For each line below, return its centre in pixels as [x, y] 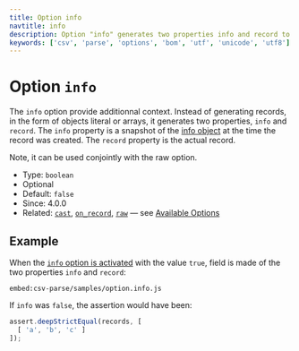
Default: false [48, 194]
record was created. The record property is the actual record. [123, 141]
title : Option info [46, 17]
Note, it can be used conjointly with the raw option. [103, 158]
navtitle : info [38, 26]
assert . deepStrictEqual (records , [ [76, 321]
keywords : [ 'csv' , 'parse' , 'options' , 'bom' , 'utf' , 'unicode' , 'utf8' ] [150, 43]
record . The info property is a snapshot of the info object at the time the [142, 131]
